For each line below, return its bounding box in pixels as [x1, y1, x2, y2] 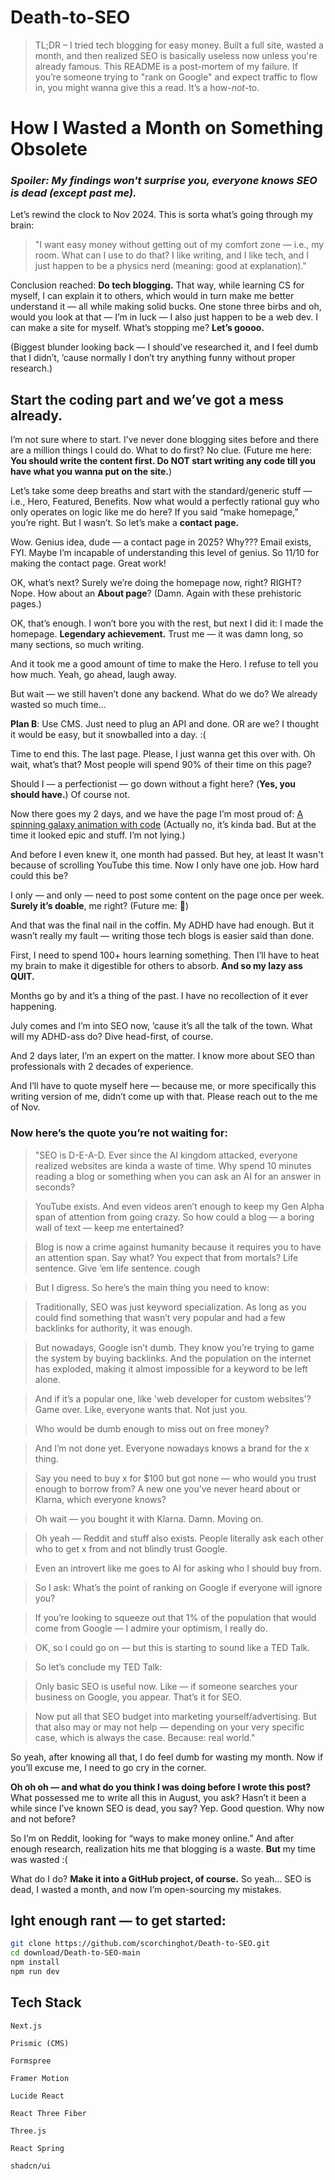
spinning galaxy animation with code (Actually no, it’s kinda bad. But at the [10, 819, 317, 831]
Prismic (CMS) [10, 2038, 70, 2048]
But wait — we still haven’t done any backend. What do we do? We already [10, 688, 318, 700]
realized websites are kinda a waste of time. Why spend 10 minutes [34, 1159, 312, 1171]
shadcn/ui [10, 2161, 52, 2171]
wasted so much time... [10, 699, 107, 711]
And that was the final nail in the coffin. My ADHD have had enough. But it [10, 919, 315, 931]
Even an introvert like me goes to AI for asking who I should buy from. [34, 1562, 322, 1574]
